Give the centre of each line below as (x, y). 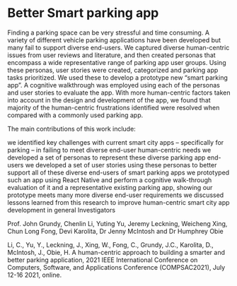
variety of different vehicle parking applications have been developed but (114, 40)
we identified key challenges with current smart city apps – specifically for (116, 142)
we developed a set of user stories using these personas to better (121, 165)
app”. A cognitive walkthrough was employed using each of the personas (114, 85)
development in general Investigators (61, 210)
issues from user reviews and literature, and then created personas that (111, 55)
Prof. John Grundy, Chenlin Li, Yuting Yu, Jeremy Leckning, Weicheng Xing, (117, 223)
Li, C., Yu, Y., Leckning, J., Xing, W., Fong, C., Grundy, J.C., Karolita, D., (110, 244)
